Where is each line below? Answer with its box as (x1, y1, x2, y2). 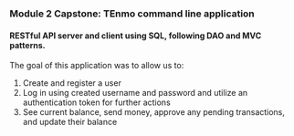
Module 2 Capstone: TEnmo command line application (9, 7, 256, 20)
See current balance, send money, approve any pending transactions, (22, 107, 286, 118)
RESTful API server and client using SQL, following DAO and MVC (9, 30, 262, 41)
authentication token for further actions (22, 97, 171, 108)
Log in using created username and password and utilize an (22, 88, 248, 99)
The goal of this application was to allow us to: (9, 60, 184, 71)
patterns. (9, 39, 46, 50)
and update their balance (22, 117, 118, 128)
